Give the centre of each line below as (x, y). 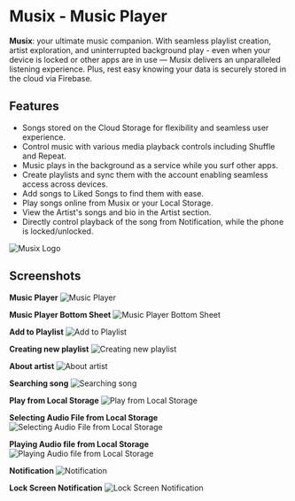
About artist (32, 366)
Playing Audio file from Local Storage (79, 443)
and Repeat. (44, 156)
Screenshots (45, 276)
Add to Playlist (36, 331)
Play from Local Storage (54, 400)
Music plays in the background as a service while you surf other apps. (150, 165)
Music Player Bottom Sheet (60, 314)
